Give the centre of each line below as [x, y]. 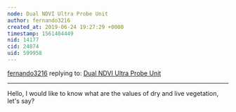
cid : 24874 [23, 46]
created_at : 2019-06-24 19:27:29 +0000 [66, 27]
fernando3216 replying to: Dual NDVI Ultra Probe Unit [84, 73]
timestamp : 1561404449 [40, 33]
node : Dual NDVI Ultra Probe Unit [58, 14]
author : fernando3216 [39, 20]
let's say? [21, 101]
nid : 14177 [23, 40]
